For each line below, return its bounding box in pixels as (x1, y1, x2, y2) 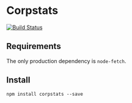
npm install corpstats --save (6, 91, 84, 97)
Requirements (6, 41, 61, 51)
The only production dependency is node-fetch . (6, 57, 127, 64)
